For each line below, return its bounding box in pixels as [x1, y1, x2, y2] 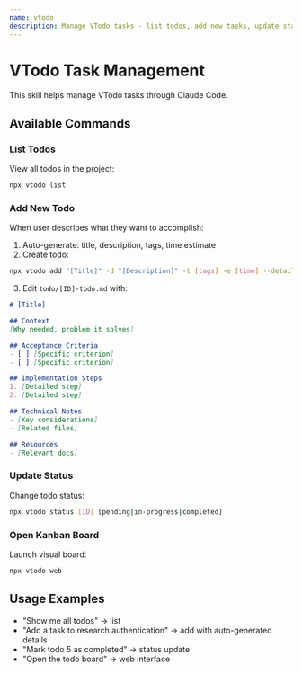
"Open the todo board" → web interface [22, 653, 171, 664]
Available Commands [9, 116, 131, 131]
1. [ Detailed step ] [9, 383, 83, 392]
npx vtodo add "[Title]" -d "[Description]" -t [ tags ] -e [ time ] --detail [9, 267, 296, 276]
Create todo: [22, 249, 69, 261]
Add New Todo [9, 201, 75, 214]
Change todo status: [9, 490, 85, 500]
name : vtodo [9, 13, 54, 22]
